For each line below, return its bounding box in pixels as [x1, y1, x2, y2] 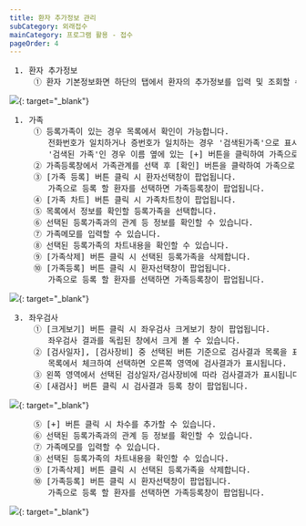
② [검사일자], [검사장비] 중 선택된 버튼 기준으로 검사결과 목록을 [33, 347, 288, 357]
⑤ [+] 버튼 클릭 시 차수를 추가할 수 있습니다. [33, 419, 217, 429]
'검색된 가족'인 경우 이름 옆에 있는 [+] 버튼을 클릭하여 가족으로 [47, 150, 299, 160]
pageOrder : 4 [9, 38, 59, 48]
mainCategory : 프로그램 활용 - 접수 [9, 30, 134, 39]
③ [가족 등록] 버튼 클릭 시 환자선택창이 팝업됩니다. [33, 172, 237, 182]
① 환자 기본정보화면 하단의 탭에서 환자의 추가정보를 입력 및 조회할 [33, 77, 291, 88]
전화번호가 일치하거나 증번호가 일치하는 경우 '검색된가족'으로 [47, 138, 280, 149]
